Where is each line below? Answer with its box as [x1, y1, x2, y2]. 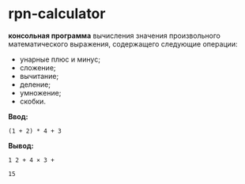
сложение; [19, 62, 57, 72]
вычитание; [19, 71, 59, 81]
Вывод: [8, 141, 34, 150]
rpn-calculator [8, 5, 106, 23]
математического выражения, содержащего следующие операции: [8, 39, 238, 48]
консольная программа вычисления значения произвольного [8, 31, 221, 40]
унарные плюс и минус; [19, 54, 101, 64]
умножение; [19, 88, 62, 97]
